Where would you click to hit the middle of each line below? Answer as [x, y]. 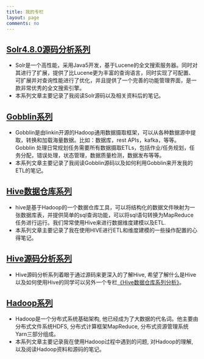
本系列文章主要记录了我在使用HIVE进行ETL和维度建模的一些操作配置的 [104, 230]
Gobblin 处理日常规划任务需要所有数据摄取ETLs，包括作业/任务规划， [102, 148]
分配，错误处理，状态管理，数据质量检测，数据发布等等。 [93, 155]
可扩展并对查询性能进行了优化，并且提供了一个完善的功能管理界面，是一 [106, 80]
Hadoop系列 [30, 303]
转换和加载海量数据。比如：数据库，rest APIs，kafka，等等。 [103, 140]
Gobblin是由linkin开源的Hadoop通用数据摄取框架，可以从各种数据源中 [103, 132]
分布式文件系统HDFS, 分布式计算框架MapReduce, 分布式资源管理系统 [102, 327]
